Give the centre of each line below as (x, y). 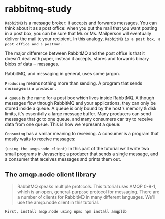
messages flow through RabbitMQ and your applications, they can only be (81, 103)
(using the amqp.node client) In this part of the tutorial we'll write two (77, 148)
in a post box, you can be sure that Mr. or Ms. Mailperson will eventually (78, 33)
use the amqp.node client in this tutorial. (58, 202)
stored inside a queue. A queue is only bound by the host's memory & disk (81, 108)
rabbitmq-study (38, 9)
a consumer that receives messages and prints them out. (63, 159)
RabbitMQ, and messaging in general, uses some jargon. (62, 73)
